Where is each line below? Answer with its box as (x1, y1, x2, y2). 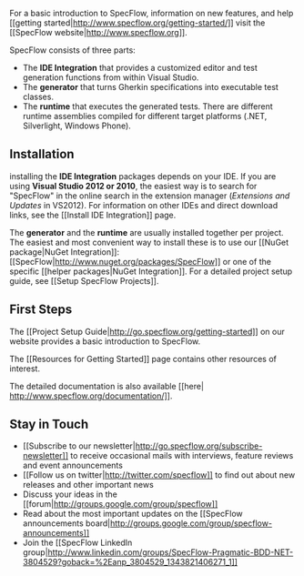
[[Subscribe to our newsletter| (22, 440, 137, 451)
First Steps (9, 302, 73, 318)
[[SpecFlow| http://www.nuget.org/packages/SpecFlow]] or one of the (9, 256, 271, 267)
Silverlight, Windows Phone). (22, 120, 132, 131)
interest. (9, 363, 41, 374)
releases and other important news (22, 480, 155, 490)
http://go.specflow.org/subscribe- (135, 440, 263, 451)
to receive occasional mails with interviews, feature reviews (69, 450, 294, 461)
